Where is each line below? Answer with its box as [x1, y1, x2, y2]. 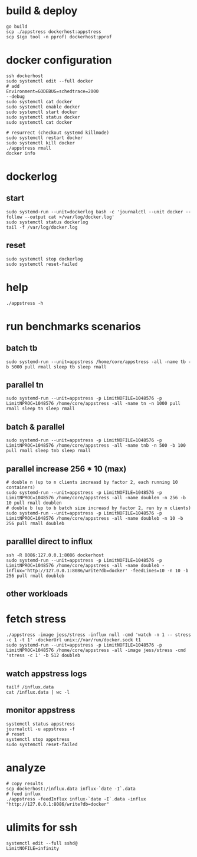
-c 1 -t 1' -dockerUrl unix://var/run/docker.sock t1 [6, 637, 142, 643]
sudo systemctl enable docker [6, 104, 81, 110]
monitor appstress [6, 706, 75, 716]
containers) [6, 484, 35, 490]
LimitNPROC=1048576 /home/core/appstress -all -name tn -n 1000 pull [6, 401, 181, 407]
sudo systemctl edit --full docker [6, 78, 94, 84]
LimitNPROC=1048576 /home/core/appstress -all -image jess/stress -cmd [6, 647, 186, 654]
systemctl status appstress [6, 721, 75, 727]
